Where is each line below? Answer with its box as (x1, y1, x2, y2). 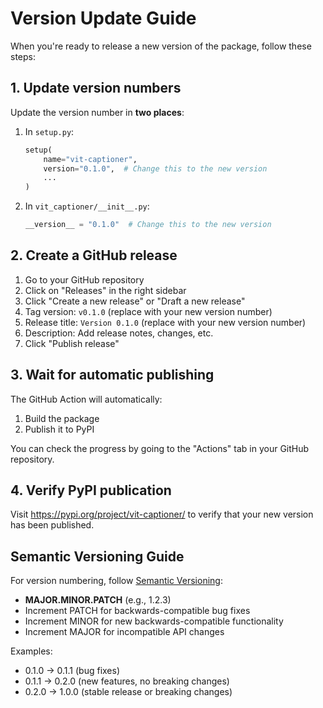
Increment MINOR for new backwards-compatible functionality (24, 615, 284, 627)
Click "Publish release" (24, 337, 120, 349)
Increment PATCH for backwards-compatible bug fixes (24, 605, 251, 617)
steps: (10, 50, 36, 62)
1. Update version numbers (10, 80, 182, 97)
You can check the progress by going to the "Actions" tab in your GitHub (10, 442, 310, 454)
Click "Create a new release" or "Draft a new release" (24, 295, 246, 307)
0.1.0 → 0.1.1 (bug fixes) (24, 665, 121, 677)
